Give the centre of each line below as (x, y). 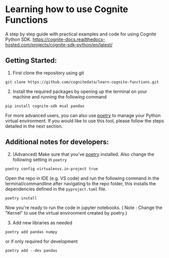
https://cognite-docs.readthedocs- (69, 39)
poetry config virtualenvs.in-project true (52, 169)
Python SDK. (18, 39)
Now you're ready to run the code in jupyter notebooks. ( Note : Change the (84, 208)
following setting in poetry (40, 160)
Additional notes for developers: (57, 142)
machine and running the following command (60, 96)
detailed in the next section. (34, 126)
